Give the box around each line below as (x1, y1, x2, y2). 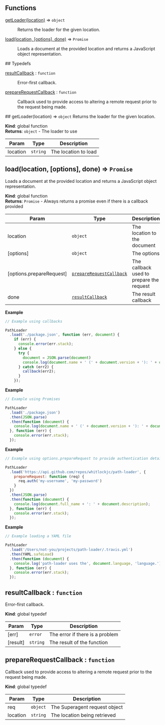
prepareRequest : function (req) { (14, 474, 84, 479)
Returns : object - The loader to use (5, 128, 78, 134)
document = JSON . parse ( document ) (23, 355, 91, 360)
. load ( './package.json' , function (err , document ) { (9, 332, 120, 337)
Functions (5, 4, 37, 12)
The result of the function (49, 639, 108, 646)
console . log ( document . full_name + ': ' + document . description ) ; (14, 501, 151, 507)
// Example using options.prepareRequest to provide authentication (5, 456, 148, 461)
